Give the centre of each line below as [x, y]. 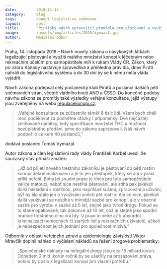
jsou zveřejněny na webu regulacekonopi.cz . [51, 103]
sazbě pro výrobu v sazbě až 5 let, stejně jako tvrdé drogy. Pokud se [87, 205]
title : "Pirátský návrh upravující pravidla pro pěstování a [78, 28]
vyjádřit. [13, 78]
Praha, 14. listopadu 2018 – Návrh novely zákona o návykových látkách [78, 51]
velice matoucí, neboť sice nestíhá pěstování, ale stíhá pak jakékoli [85, 184]
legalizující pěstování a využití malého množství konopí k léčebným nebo [80, 57]
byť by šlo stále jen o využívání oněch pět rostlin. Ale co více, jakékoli [88, 195]
